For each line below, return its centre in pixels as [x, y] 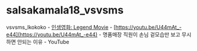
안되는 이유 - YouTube [43, 42]
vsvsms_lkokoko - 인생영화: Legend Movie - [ [61, 27]
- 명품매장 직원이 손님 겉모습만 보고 [140, 34]
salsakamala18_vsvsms [65, 10]
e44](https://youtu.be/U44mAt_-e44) [52, 34]
